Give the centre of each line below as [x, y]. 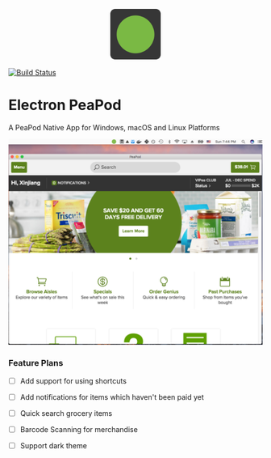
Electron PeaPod [65, 105]
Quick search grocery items [66, 413]
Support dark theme [53, 446]
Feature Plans [36, 363]
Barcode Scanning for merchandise [79, 429]
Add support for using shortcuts [73, 380]
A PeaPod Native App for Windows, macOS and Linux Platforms [114, 127]
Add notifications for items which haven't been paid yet [112, 397]
